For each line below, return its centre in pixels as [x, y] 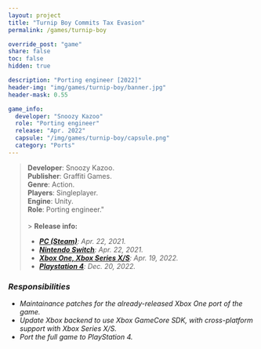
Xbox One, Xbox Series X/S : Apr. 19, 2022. [109, 258]
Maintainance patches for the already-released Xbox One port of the [131, 304]
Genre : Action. [51, 184]
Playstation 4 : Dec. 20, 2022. [87, 266]
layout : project [34, 15]
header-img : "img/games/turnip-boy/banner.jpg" [87, 87]
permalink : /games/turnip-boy [58, 30]
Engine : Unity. [50, 201]
